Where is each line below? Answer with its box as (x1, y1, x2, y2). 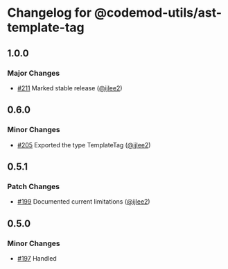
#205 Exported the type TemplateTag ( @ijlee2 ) (17, 140, 151, 149)
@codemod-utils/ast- (94, 5, 222, 21)
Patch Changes (7, 181, 60, 191)
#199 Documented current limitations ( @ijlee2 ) (17, 197, 150, 206)
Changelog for (7, 5, 92, 21)
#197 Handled (17, 254, 57, 262)
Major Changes (7, 68, 60, 78)
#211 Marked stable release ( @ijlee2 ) (17, 83, 123, 92)
